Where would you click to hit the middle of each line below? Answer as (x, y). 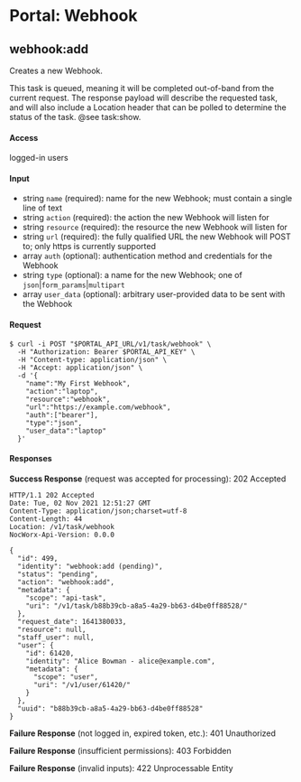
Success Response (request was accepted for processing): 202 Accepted (148, 479)
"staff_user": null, (56, 638)
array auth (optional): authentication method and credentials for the (147, 256)
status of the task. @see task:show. (75, 117)
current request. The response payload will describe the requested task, (143, 98)
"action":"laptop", (62, 391)
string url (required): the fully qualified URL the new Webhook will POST (156, 237)
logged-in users (39, 158)
